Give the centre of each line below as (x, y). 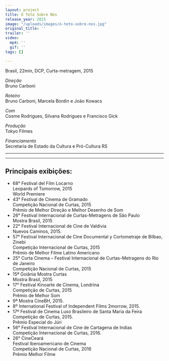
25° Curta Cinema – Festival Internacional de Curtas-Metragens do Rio (86, 258)
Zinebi (19, 242)
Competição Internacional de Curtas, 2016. (57, 333)
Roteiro (13, 96)
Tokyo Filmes (19, 131)
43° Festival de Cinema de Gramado (50, 200)
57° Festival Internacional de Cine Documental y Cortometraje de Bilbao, (88, 237)
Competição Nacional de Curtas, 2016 (52, 349)
